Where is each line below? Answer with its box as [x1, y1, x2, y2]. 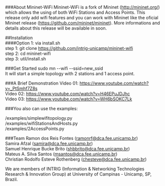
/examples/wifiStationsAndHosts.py [5, 121, 78, 126]
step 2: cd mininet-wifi [5, 50, 51, 56]
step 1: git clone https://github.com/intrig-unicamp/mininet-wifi [5, 46, 133, 51]
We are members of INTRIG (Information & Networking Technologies [5, 166, 145, 172]
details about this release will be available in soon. [5, 25, 107, 31]
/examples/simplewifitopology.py [5, 115, 73, 121]
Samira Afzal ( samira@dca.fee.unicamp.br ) [5, 140, 93, 146]
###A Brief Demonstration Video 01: [5, 80, 79, 86]
